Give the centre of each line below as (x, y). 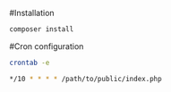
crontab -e (30, 63)
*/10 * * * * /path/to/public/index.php (86, 79)
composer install (42, 29)
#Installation (32, 13)
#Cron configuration (47, 46)
